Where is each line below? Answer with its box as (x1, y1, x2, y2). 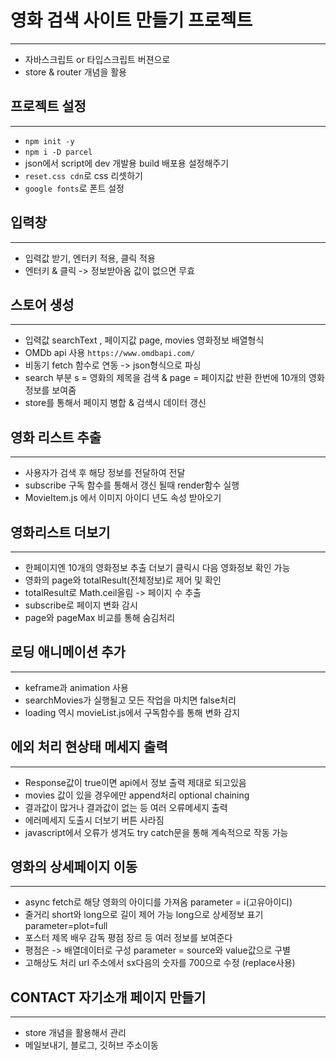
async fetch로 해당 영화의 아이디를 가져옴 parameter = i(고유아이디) (24, 896, 293, 908)
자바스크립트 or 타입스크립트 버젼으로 (24, 53, 171, 65)
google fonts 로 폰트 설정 (24, 182, 125, 194)
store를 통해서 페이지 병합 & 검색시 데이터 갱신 (24, 397, 207, 409)
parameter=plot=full (24, 920, 108, 932)
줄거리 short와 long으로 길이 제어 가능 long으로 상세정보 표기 (24, 909, 264, 921)
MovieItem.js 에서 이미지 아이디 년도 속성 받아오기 (24, 492, 222, 504)
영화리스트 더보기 (10, 524, 111, 541)
